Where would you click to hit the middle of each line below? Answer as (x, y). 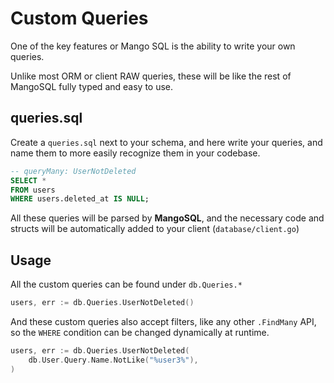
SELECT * (28, 180)
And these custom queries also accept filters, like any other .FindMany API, (163, 321)
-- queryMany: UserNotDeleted (73, 171)
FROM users (33, 190)
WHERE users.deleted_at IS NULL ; (80, 199)
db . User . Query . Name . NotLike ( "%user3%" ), (113, 360)
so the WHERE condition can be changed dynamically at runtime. (140, 332)
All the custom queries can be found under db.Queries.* (126, 284)
